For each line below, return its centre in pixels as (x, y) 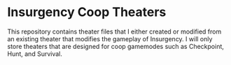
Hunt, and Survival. (35, 54)
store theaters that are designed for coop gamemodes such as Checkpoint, (115, 46)
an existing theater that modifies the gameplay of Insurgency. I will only (110, 38)
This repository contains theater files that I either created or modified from (114, 31)
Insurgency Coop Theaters (87, 12)
